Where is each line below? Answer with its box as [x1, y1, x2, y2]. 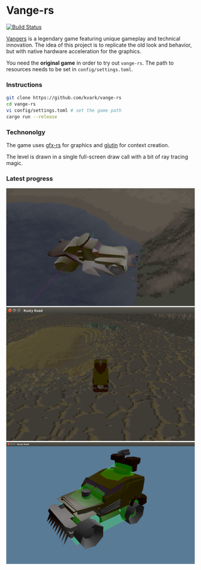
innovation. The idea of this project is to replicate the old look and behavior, [6, 41, 192, 48]
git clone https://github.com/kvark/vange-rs [6, 95, 121, 101]
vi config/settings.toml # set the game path [6, 107, 121, 114]
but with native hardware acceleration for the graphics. [6, 47, 142, 54]
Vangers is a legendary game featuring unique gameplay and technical [6, 35, 181, 42]
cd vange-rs [6, 101, 36, 108]
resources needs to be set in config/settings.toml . [6, 65, 133, 72]
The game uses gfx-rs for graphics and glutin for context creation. [6, 142, 169, 149]
